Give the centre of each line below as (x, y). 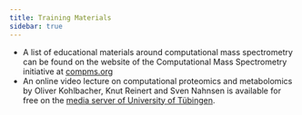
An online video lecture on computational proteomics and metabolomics (157, 81)
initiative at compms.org (68, 71)
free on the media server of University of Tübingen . (119, 100)
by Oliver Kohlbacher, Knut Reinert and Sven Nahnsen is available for (152, 91)
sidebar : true (36, 26)
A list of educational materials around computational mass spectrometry (158, 52)
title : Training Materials (60, 18)
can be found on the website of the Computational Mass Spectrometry (155, 62)
